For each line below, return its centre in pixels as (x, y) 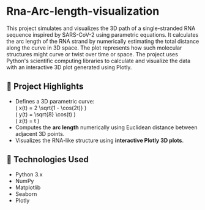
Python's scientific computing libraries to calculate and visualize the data (99, 61)
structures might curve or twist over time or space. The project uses (92, 54)
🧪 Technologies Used (47, 159)
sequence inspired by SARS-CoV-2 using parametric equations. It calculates (102, 34)
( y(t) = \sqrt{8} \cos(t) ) (45, 114)
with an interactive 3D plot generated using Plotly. (69, 67)
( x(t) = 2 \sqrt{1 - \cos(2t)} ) (51, 108)
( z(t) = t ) (27, 121)
